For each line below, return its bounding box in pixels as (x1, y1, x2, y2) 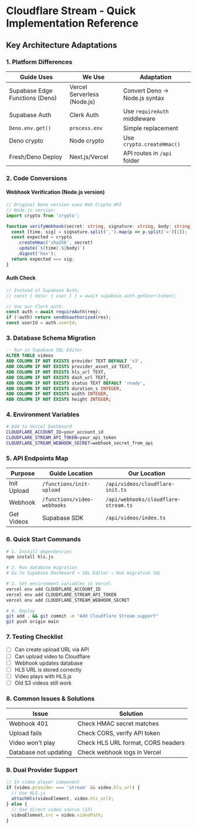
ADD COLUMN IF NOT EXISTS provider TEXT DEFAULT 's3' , (6, 358, 143, 364)
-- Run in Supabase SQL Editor (6, 347, 83, 353)
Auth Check (6, 274, 36, 281)
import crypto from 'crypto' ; (6, 213, 80, 218)
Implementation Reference (6, 16, 139, 30)
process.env (69, 125, 103, 131)
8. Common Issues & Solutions (6, 694, 95, 702)
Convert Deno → (123, 87, 169, 95)
